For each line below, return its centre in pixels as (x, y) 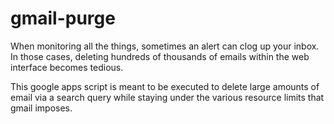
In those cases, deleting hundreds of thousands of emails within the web (160, 56)
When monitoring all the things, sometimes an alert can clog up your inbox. (165, 46)
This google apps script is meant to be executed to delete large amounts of (165, 86)
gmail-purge (63, 18)
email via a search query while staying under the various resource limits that (167, 97)
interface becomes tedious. (67, 67)
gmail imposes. (41, 108)
